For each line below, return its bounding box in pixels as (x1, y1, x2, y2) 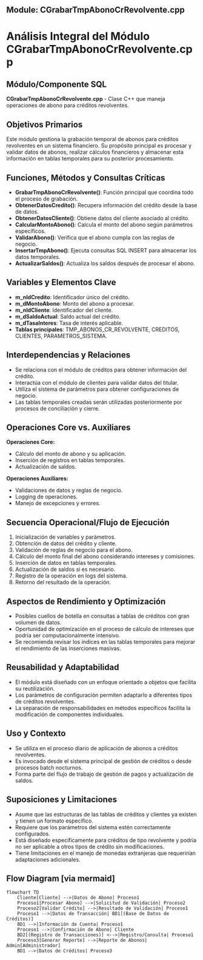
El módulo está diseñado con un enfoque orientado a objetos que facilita (15, 678, 196, 686)
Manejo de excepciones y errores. (15, 500, 101, 507)
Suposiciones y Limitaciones (6, 795, 117, 805)
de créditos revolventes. (15, 697, 76, 705)
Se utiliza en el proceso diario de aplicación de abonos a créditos (15, 744, 178, 751)
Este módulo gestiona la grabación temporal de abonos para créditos (6, 136, 179, 143)
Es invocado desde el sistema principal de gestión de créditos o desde (15, 757, 192, 765)
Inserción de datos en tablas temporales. (15, 559, 117, 567)
